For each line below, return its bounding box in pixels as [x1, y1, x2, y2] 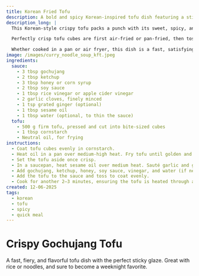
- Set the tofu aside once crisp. [11, 156, 97, 163]
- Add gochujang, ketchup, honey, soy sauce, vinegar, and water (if [11, 168, 187, 174]
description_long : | [6, 20, 57, 25]
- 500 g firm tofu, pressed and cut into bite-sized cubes [17, 124, 166, 130]
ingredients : [6, 57, 38, 63]
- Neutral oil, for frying [17, 134, 84, 141]
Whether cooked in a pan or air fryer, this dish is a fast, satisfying [11, 47, 195, 53]
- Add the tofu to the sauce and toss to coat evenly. [11, 173, 150, 179]
